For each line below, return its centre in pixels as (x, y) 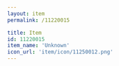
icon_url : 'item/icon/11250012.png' (60, 52)
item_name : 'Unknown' (39, 46)
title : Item (24, 33)
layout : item (26, 14)
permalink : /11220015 (39, 20)
